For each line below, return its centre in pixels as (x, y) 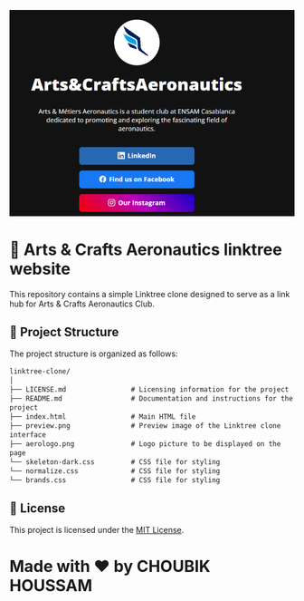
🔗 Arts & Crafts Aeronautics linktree (146, 249)
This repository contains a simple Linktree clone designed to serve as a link (150, 294)
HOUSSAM (51, 586)
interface (28, 435)
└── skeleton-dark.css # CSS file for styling (115, 462)
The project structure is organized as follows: (94, 354)
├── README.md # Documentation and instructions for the (152, 399)
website (40, 269)
